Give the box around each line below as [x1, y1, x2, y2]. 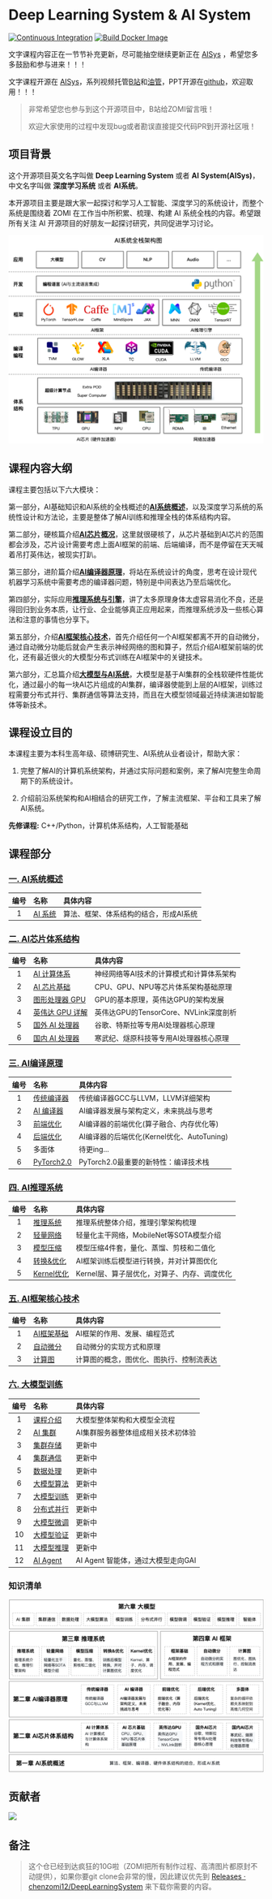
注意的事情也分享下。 [22, 615, 94, 624]
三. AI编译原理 [8, 1058, 63, 1068]
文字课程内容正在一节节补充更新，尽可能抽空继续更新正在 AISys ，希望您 [8, 49, 252, 58]
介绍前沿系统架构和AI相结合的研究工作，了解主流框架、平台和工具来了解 [19, 793, 261, 803]
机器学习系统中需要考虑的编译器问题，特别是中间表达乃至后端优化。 [8, 576, 236, 586]
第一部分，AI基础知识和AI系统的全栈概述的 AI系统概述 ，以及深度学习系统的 [8, 502, 257, 511]
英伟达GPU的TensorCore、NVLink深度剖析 [94, 1008, 237, 1017]
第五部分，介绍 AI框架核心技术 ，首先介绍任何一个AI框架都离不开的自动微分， [8, 632, 264, 641]
